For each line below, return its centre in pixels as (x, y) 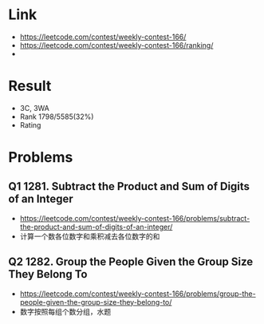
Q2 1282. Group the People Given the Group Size (131, 262)
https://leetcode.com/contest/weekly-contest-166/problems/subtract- (135, 218)
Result (30, 86)
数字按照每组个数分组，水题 (65, 311)
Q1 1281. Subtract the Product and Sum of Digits (129, 186)
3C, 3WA (34, 108)
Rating (30, 124)
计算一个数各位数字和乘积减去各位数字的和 (90, 236)
